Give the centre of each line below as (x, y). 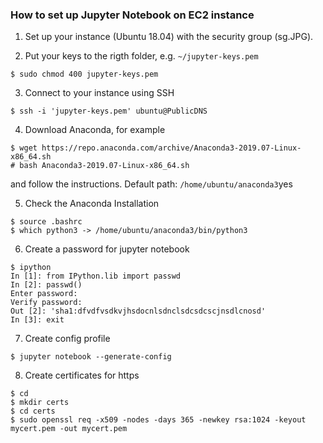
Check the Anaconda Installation (92, 204)
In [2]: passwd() (46, 285)
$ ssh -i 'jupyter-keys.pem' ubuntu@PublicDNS (109, 111)
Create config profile (67, 339)
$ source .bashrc (46, 222)
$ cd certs (33, 411)
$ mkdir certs (40, 403)
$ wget (24, 148)
